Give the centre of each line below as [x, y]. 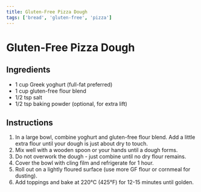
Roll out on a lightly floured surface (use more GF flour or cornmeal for [103, 170]
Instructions [30, 123]
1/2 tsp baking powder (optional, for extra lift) [71, 104]
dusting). [26, 176]
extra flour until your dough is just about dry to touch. [81, 144]
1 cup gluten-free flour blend [50, 91]
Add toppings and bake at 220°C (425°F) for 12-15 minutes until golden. [104, 182]
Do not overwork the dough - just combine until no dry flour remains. [101, 157]
